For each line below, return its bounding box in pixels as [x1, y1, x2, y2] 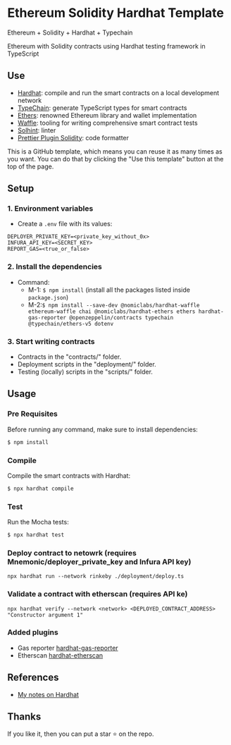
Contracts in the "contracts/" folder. [17, 352, 122, 361]
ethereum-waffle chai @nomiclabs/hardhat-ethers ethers [27, 308, 196, 315]
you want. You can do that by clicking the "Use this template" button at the [7, 154, 224, 163]
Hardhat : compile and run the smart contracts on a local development [17, 88, 220, 97]
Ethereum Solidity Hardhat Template [7, 5, 224, 21]
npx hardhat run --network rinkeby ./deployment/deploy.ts [7, 573, 185, 580]
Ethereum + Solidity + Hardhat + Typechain [7, 28, 133, 37]
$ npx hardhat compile [7, 485, 74, 492]
